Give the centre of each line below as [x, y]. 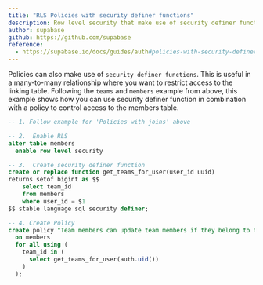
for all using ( [41, 245]
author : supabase [36, 30]
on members [33, 238]
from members [43, 194]
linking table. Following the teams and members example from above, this [123, 91]
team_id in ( [43, 252]
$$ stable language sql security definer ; [78, 209]
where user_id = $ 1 [54, 201]
